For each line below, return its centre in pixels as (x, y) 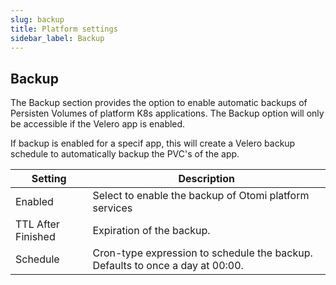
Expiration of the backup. (151, 231)
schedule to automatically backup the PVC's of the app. (125, 154)
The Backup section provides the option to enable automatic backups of (159, 103)
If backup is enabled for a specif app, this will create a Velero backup (153, 143)
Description (206, 179)
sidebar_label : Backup (57, 38)
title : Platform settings (64, 29)
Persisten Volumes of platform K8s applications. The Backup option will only (167, 113)
